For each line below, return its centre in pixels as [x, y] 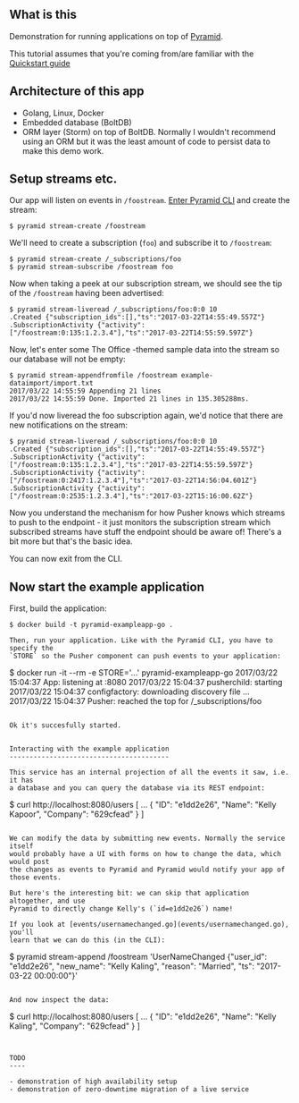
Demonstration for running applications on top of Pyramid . [116, 36]
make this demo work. [63, 150]
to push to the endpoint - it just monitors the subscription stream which [140, 522]
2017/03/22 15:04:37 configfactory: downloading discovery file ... [129, 691]
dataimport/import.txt [51, 384]
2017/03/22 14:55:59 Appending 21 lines [86, 391]
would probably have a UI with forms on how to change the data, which [145, 854]
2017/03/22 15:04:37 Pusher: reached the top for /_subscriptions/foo [136, 701]
